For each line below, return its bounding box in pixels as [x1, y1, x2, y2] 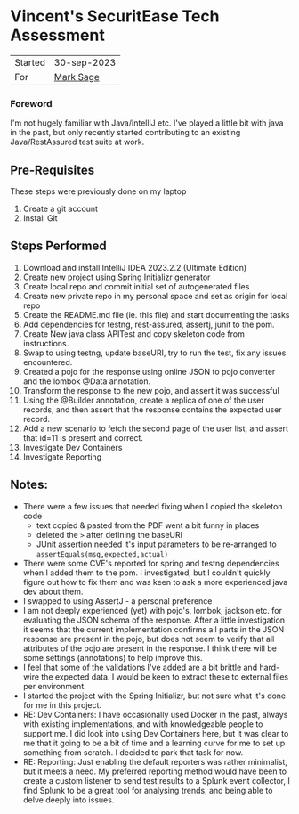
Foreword [10, 97, 53, 110]
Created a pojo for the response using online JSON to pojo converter [22, 366, 276, 377]
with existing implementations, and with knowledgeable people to [22, 719, 263, 729]
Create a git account [22, 203, 99, 215]
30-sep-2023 [53, 56, 117, 69]
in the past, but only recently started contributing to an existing [10, 127, 241, 138]
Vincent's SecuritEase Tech [10, 6, 221, 27]
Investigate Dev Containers [22, 442, 123, 452]
